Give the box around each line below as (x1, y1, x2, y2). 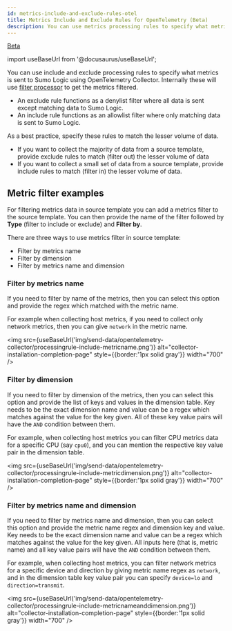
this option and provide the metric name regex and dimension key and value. (7, 523, 225, 532)
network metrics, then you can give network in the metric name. (7, 322, 188, 331)
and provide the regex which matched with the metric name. (7, 301, 179, 310)
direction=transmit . (7, 581, 65, 590)
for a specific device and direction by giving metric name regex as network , (7, 566, 221, 574)
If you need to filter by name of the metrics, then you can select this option (7, 294, 220, 303)
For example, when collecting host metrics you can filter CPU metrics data (7, 433, 219, 441)
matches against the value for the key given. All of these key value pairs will (7, 412, 223, 421)
